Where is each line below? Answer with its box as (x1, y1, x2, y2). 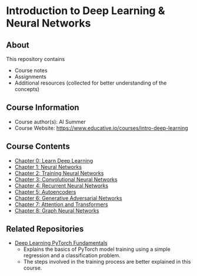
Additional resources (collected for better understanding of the (14, 79, 167, 86)
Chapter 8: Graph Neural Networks (14, 207, 99, 214)
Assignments (14, 73, 47, 80)
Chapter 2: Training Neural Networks (14, 169, 104, 177)
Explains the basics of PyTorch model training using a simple (23, 245, 171, 253)
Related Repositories (6, 224, 84, 234)
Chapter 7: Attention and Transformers (14, 201, 108, 208)
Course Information (6, 103, 79, 113)
